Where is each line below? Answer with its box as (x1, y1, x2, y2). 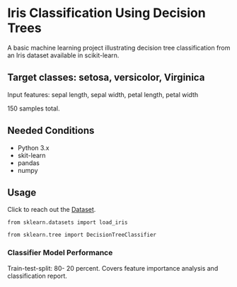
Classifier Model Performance (7, 248, 113, 258)
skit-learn (17, 151, 46, 159)
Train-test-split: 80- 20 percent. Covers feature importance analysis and (7, 264, 219, 272)
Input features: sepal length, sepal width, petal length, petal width (7, 90, 199, 99)
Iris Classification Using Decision (7, 5, 207, 21)
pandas (17, 158, 40, 167)
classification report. (7, 271, 67, 280)
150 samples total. (7, 104, 60, 113)
